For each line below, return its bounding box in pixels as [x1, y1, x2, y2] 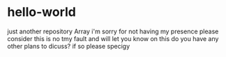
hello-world [7, 4, 77, 20]
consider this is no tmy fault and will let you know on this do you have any [7, 34, 219, 42]
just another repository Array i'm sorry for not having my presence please [7, 27, 219, 35]
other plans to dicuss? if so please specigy [7, 42, 130, 50]
